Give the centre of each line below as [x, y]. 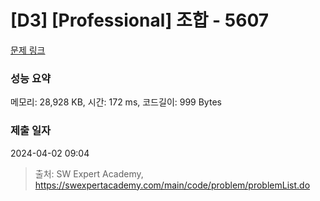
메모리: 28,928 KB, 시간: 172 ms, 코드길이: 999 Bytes [116, 102]
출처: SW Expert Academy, [89, 173]
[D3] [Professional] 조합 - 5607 [140, 20]
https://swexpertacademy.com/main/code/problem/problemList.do [172, 185]
